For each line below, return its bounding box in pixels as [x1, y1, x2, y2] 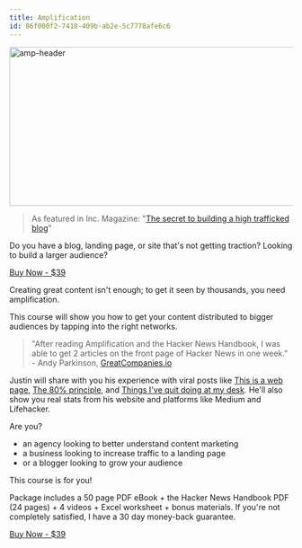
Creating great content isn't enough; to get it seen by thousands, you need [9, 284, 286, 295]
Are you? [9, 420, 43, 431]
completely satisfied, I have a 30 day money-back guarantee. [9, 511, 236, 522]
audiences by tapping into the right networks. [9, 321, 178, 331]
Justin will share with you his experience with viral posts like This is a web [9, 375, 283, 385]
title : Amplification [9, 13, 91, 22]
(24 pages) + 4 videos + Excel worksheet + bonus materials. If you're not [9, 501, 280, 512]
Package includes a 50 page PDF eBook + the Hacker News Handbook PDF [9, 491, 289, 503]
